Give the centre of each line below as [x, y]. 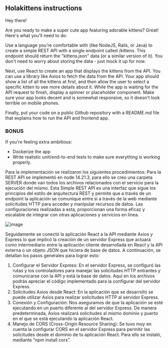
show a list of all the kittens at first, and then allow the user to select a [77, 81]
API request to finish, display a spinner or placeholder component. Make [80, 92]
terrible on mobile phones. [32, 103]
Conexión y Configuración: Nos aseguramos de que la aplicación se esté [88, 303]
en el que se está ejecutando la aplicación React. [63, 319]
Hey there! [16, 20]
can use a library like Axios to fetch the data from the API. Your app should [82, 76]
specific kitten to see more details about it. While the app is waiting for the [82, 87]
